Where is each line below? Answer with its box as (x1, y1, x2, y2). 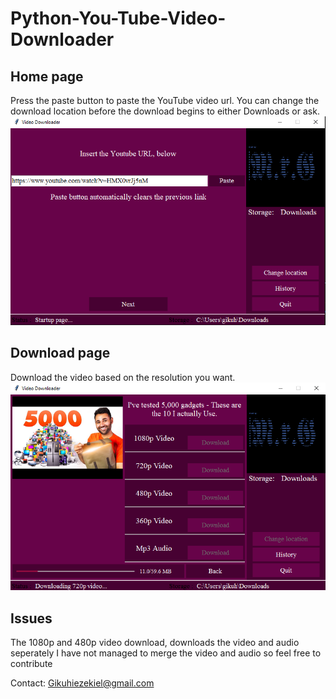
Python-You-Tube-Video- (10, 7, 227, 30)
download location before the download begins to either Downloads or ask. (10, 105, 320, 117)
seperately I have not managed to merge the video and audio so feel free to (10, 647, 322, 659)
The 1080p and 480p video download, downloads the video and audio (10, 636, 300, 648)
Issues (10, 610, 53, 627)
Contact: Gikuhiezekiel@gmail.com (10, 677, 155, 689)
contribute (10, 657, 53, 669)
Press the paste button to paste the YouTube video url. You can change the (10, 95, 320, 106)
